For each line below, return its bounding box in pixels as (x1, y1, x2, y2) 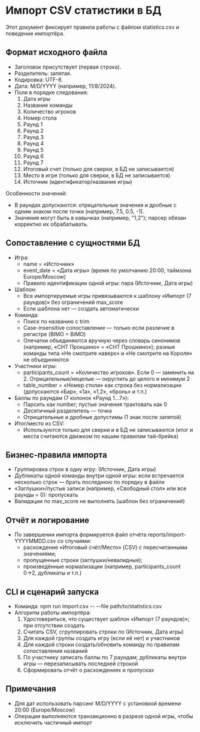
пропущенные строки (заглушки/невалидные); (23, 557, 143, 564)
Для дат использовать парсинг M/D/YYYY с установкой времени (14, 700, 181, 707)
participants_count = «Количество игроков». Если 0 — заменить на (23, 369, 195, 376)
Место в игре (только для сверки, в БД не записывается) (23, 172, 171, 179)
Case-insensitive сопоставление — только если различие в (23, 324, 175, 331)
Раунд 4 (23, 139, 44, 147)
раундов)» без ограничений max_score (23, 298, 123, 306)
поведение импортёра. (5, 29, 65, 37)
